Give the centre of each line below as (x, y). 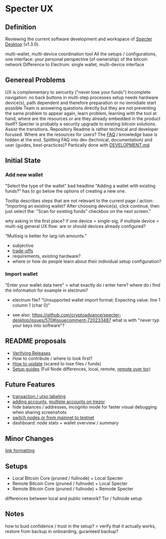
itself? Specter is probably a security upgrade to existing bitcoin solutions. (81, 124)
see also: (22, 315)
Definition (21, 27)
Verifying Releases (31, 353)
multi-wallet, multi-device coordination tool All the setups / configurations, (81, 54)
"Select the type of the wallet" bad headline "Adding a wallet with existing (80, 186)
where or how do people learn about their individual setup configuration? (87, 261)
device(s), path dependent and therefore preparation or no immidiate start (81, 103)
